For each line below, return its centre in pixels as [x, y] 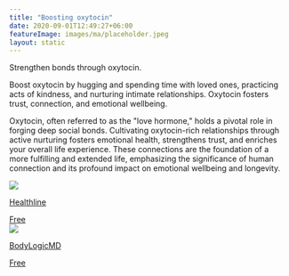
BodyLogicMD [36, 246]
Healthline [28, 202]
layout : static [37, 42]
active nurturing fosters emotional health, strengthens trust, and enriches [143, 140]
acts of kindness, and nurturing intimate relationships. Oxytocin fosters [139, 94]
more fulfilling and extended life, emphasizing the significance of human [141, 159]
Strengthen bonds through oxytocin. [76, 68]
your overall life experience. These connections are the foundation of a [139, 150]
